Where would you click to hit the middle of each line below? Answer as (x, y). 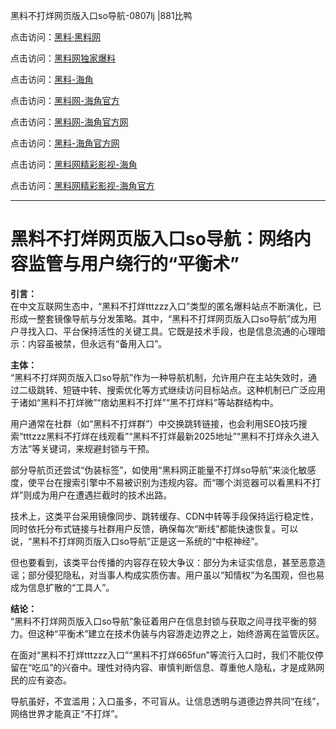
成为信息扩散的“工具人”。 (62, 587)
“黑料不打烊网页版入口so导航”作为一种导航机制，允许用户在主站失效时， (159, 377)
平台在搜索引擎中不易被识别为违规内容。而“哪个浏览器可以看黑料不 (174, 482)
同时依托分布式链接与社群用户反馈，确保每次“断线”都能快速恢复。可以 (154, 528)
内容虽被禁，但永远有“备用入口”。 (97, 343)
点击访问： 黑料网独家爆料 (63, 58)
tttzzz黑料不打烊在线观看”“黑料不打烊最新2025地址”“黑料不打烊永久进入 (171, 436)
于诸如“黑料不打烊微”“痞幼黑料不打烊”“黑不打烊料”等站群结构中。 (144, 402)
